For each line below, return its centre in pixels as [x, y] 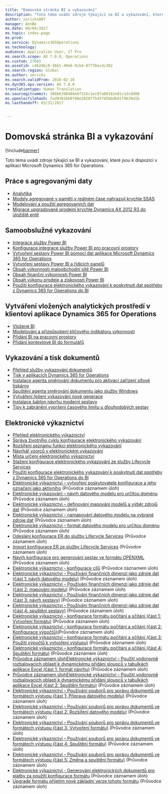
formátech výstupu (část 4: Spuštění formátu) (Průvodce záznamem [83, 744]
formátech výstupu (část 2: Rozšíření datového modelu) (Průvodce [81, 712]
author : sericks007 [25, 19]
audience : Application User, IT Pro [43, 52]
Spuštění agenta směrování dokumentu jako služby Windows [75, 391]
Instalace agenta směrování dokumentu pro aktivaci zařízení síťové [81, 380]
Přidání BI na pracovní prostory [44, 337]
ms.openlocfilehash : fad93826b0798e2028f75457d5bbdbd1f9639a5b [72, 98]
